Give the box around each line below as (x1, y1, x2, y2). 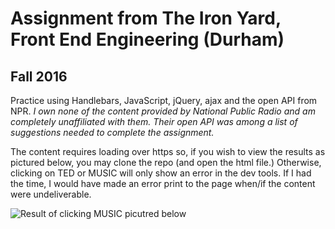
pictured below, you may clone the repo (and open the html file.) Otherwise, (10, 157, 322, 168)
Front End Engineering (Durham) (10, 28, 285, 51)
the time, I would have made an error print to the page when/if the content (10, 178, 316, 189)
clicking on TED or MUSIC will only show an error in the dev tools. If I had (10, 167, 312, 179)
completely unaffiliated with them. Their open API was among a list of (10, 116, 298, 127)
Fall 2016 (10, 68, 68, 85)
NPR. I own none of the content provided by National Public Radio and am (10, 105, 316, 117)
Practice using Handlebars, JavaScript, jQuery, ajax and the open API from (10, 95, 318, 106)
